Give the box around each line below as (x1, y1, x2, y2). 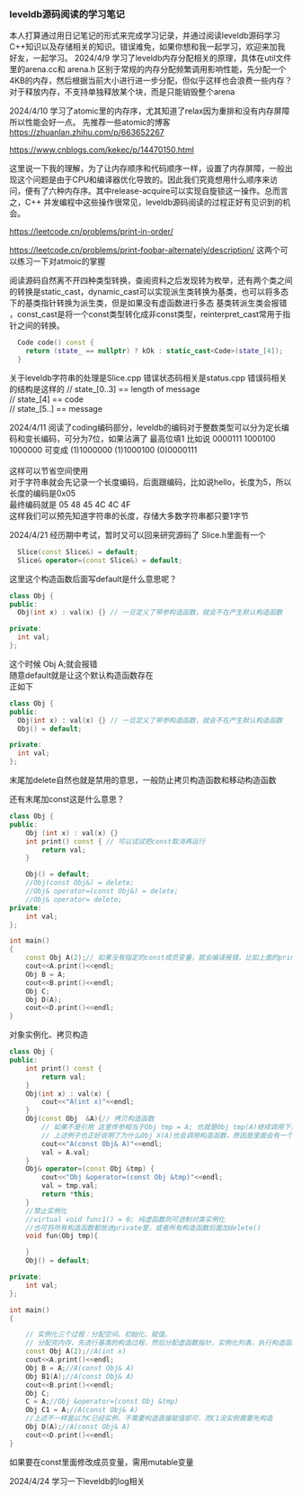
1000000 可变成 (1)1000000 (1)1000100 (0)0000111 (9, 444, 198, 455)
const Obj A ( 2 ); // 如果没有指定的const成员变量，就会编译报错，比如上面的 (25, 953, 279, 962)
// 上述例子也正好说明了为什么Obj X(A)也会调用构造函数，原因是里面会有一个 (41, 1131, 294, 1140)
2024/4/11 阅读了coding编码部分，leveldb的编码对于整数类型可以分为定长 (9, 422, 281, 433)
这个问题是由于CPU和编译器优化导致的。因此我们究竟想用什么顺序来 (16, 174, 271, 186)
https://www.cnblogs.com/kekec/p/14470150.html (9, 144, 195, 155)
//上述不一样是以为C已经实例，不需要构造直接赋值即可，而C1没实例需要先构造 (25, 1414, 273, 1423)
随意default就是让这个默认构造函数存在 (9, 670, 155, 680)
